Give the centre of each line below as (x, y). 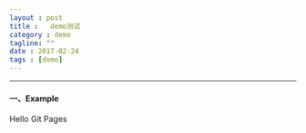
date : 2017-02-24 (44, 52)
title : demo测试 (45, 26)
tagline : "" (32, 43)
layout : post (36, 18)
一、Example (34, 98)
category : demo (40, 34)
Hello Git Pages (38, 119)
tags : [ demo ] (36, 60)
